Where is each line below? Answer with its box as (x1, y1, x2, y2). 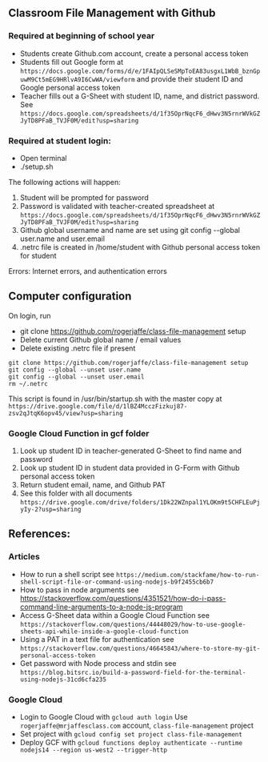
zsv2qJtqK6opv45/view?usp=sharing (8, 409, 124, 417)
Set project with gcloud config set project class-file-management (19, 729, 242, 739)
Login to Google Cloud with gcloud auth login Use (19, 712, 188, 722)
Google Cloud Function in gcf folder (8, 427, 150, 439)
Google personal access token (19, 82, 121, 92)
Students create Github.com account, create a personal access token (19, 48, 249, 58)
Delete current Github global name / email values (19, 335, 182, 344)
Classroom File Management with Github (8, 6, 216, 20)
